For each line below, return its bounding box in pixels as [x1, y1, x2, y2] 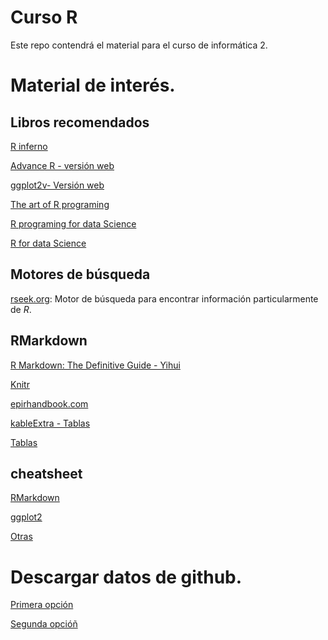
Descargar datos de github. [10, 566, 243, 588]
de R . [10, 303, 32, 315]
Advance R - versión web [10, 159, 115, 171]
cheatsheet [10, 465, 83, 482]
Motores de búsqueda [10, 266, 151, 283]
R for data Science [10, 237, 87, 249]
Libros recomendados [10, 114, 150, 131]
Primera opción [10, 599, 74, 611]
